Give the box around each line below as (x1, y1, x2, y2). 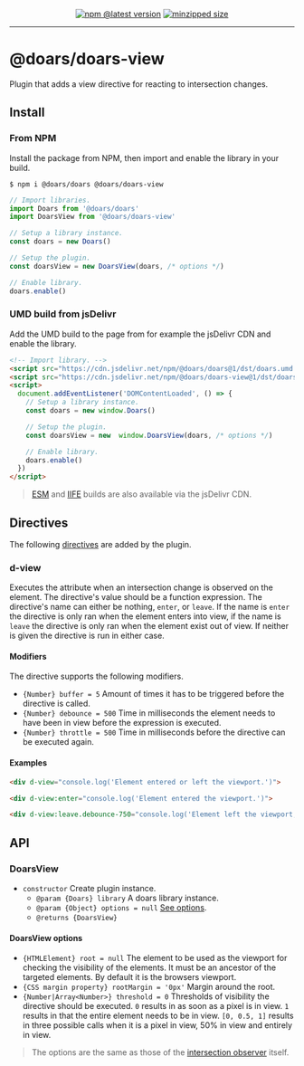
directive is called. (22, 698, 90, 709)
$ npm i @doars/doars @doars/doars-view (9, 179, 165, 189)
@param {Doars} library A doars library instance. (35, 892, 219, 903)
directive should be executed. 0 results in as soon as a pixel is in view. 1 (22, 1001, 290, 1012)
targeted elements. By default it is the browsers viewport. (22, 972, 237, 983)
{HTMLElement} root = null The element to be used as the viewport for (22, 953, 288, 964)
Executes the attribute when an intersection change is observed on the (9, 582, 273, 593)
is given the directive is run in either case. (9, 630, 165, 642)
